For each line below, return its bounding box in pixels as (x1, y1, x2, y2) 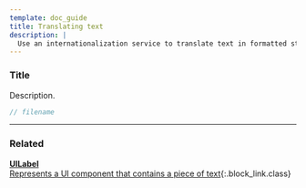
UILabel (9, 158, 39, 169)
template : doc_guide (9, 13, 88, 23)
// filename (9, 107, 55, 117)
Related (9, 138, 45, 151)
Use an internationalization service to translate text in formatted (17, 38, 287, 48)
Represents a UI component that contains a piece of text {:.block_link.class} (9, 168, 291, 179)
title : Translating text (9, 22, 104, 31)
